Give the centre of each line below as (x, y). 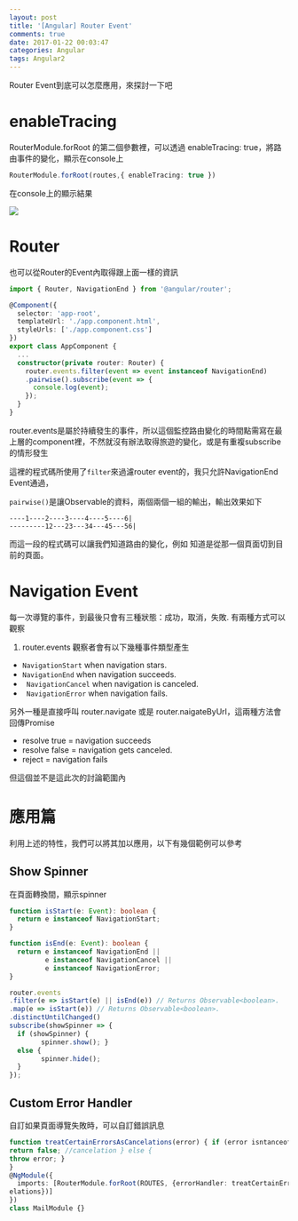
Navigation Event (74, 591)
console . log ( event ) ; (71, 387)
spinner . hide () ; (71, 1058)
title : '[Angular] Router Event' (71, 26)
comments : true (37, 34)
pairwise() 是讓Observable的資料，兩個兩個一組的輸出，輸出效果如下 (136, 501)
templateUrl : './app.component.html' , (89, 322)
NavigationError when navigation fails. (97, 693)
